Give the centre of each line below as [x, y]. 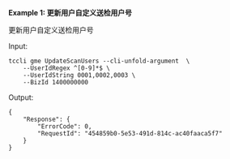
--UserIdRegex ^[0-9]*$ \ [67, 68]
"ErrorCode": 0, [65, 127]
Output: [21, 97]
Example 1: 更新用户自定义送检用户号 [70, 13]
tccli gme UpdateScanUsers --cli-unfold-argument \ [99, 61]
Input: [18, 46]
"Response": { [47, 119]
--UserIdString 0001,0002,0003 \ [79, 75]
